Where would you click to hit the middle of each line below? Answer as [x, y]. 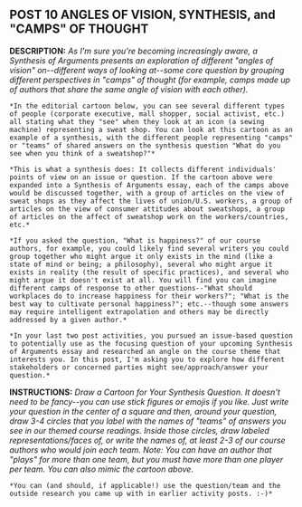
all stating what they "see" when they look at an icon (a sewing [137, 121]
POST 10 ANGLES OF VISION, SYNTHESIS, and [142, 15]
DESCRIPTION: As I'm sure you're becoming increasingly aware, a [133, 51]
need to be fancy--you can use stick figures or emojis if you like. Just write [149, 401]
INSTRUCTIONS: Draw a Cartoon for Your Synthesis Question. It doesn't [145, 392]
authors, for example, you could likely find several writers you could [149, 248]
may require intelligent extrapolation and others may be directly [139, 311]
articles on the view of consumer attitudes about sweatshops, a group [147, 209]
